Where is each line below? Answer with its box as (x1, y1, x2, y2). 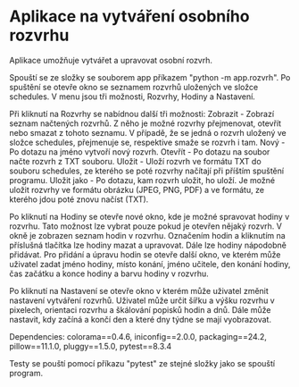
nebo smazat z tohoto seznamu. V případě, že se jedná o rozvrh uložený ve (9, 127, 287, 138)
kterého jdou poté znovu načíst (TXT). (9, 194, 149, 205)
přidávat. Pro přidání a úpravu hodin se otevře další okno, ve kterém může (9, 248, 281, 260)
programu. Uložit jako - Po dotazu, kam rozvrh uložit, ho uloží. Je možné (9, 174, 275, 185)
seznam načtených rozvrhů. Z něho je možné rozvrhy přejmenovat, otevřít (9, 118, 282, 129)
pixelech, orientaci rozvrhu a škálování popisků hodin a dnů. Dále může (9, 304, 271, 315)
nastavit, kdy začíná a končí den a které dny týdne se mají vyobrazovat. (9, 314, 272, 324)
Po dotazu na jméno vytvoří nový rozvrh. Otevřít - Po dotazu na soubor (9, 146, 270, 157)
